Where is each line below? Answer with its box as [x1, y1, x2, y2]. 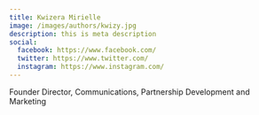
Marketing [9, 96, 47, 106]
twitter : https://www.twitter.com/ [17, 54, 149, 63]
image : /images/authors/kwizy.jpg [9, 21, 137, 30]
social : [9, 37, 38, 47]
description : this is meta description [9, 29, 157, 38]
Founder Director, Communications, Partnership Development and [9, 86, 250, 97]
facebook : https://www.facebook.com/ [17, 46, 157, 55]
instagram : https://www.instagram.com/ [17, 63, 165, 72]
